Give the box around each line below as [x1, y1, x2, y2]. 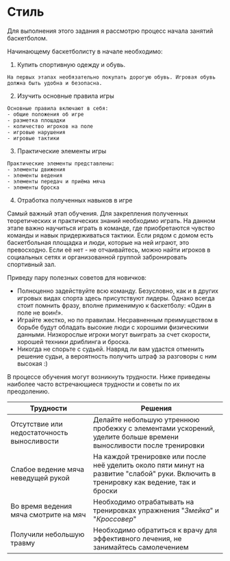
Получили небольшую [10, 530, 85, 539]
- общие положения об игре [7, 111, 84, 118]
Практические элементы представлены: [7, 160, 115, 167]
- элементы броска [7, 184, 60, 191]
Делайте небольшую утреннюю [92, 415, 200, 424]
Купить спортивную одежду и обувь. [16, 60, 125, 68]
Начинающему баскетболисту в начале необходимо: [7, 47, 163, 55]
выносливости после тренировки [92, 441, 205, 450]
